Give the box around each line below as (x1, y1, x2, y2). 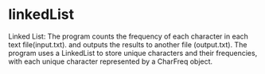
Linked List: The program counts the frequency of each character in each (8, 31, 249, 41)
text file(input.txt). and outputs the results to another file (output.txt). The (8, 39, 247, 49)
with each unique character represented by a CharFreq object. (8, 57, 213, 66)
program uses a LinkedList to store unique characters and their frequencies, (8, 48, 258, 57)
